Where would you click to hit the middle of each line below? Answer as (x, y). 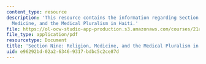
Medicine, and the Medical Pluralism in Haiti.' (75, 23)
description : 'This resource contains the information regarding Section (103, 18)
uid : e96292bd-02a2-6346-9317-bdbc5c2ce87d (63, 52)
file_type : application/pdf (42, 35)
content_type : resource (37, 12)
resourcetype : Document (37, 40)
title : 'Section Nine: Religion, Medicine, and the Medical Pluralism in (103, 46)
